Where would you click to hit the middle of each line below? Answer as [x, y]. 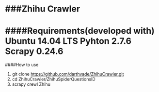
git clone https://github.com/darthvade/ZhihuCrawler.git [68, 74]
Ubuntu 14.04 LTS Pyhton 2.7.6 [68, 41]
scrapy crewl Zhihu [31, 84]
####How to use [22, 65]
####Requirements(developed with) [80, 31]
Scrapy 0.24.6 [34, 51]
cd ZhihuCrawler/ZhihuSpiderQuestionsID [54, 79]
